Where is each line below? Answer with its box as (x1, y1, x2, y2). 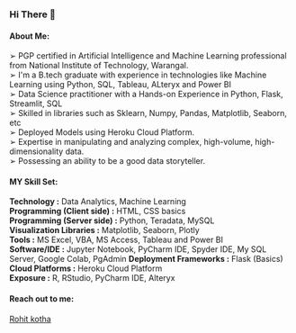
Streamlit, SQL (9, 98, 63, 109)
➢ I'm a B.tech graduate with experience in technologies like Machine (9, 69, 267, 80)
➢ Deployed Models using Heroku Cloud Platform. (9, 127, 195, 138)
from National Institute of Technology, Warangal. (9, 60, 189, 71)
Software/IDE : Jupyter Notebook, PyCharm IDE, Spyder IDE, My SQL (9, 244, 267, 255)
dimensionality (9, 146, 64, 157)
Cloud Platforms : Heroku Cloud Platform (9, 263, 163, 274)
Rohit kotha (9, 313, 51, 324)
